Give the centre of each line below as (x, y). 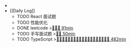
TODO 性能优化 (32, 23)
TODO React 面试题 (37, 16)
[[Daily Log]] (22, 11)
